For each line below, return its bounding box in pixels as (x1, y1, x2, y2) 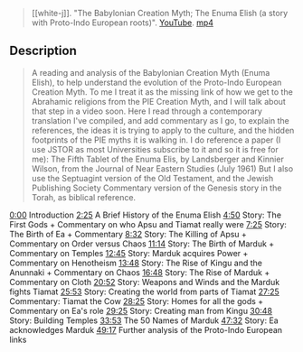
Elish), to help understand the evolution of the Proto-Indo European (31, 77, 282, 88)
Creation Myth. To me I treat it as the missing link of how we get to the (31, 86, 294, 97)
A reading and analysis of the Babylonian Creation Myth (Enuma (31, 67, 270, 78)
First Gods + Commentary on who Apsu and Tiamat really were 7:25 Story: (9, 218, 288, 229)
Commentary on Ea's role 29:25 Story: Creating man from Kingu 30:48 (9, 305, 273, 316)
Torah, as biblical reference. (31, 191, 137, 202)
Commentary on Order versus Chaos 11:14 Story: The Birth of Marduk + (9, 238, 275, 249)
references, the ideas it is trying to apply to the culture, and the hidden (31, 125, 295, 135)
